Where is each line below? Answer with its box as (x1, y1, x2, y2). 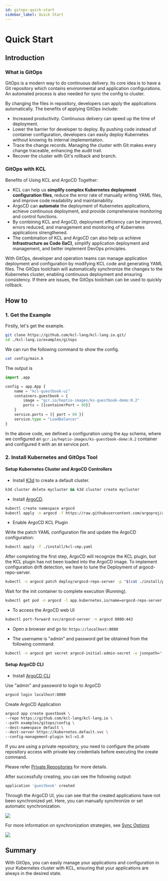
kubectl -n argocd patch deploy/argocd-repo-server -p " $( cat (5, 579, 137, 584)
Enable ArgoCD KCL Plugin (12, 520, 68, 526)
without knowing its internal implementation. (12, 137, 104, 143)
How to (5, 297, 28, 305)
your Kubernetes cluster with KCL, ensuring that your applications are (5, 865, 149, 871)
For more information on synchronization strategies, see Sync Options (5, 822, 150, 828)
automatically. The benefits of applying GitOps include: (5, 106, 118, 112)
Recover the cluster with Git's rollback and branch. (12, 153, 117, 159)
